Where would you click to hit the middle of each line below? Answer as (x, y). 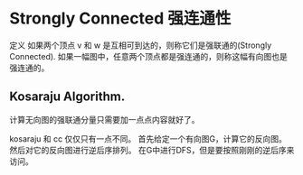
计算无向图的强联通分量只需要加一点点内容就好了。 (104, 119)
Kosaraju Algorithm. (67, 97)
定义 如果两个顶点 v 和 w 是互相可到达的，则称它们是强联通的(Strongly (141, 45)
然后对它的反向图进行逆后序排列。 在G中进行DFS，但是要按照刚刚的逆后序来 (152, 150)
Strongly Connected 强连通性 (120, 18)
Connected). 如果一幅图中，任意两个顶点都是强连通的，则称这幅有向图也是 (148, 56)
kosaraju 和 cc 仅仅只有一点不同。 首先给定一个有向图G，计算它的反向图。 (148, 138)
